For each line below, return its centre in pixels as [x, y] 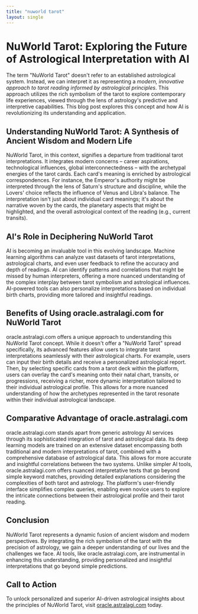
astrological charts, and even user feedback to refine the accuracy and [92, 263]
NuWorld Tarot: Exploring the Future [97, 46]
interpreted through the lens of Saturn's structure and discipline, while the [96, 186]
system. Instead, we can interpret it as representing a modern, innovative [95, 82]
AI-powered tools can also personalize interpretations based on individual [96, 289]
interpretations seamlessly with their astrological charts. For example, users [98, 356]
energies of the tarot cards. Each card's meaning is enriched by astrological [98, 174]
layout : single [25, 17]
